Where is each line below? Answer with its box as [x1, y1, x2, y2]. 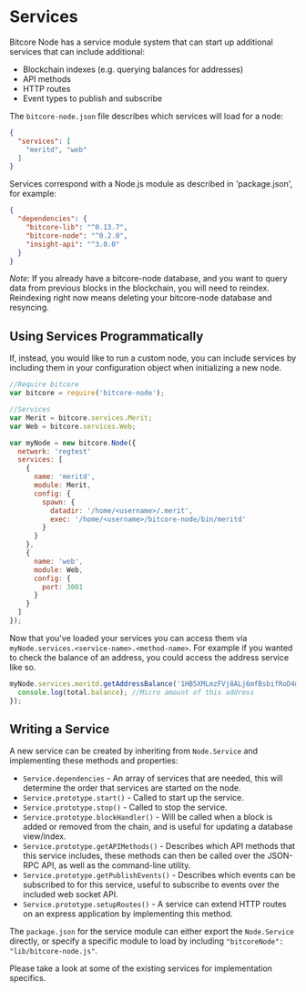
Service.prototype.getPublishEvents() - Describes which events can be [22, 870, 296, 881]
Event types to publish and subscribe [22, 93, 162, 104]
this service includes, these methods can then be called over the [22, 850, 266, 862]
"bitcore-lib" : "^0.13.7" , [25, 223, 128, 232]
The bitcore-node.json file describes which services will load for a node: [9, 110, 284, 121]
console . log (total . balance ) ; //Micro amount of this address [17, 688, 255, 697]
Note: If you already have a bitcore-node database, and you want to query [9, 273, 288, 284]
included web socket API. [22, 889, 118, 900]
